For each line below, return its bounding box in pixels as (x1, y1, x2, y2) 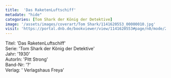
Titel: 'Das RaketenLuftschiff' (5, 40, 66, 46)
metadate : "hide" (5, 12, 42, 17)
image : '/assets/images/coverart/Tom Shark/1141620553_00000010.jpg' (5, 21, 156, 27)
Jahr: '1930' (5, 51, 31, 57)
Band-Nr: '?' (5, 62, 31, 68)
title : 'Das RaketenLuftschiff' (5, 7, 76, 13)
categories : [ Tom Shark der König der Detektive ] (5, 17, 113, 22)
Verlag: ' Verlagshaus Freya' (5, 67, 65, 73)
